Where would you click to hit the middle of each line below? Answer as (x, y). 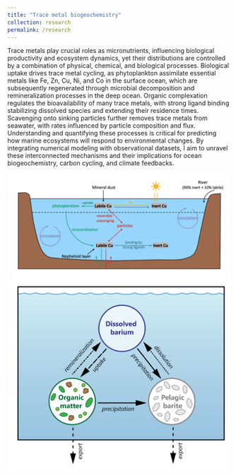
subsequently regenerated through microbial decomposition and (101, 88)
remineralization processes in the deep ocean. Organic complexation (107, 96)
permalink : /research (39, 30)
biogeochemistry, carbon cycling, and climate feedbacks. (91, 163)
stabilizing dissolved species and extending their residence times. (103, 111)
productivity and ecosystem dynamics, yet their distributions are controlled (117, 58)
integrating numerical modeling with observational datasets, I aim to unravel (118, 148)
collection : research (39, 22)
